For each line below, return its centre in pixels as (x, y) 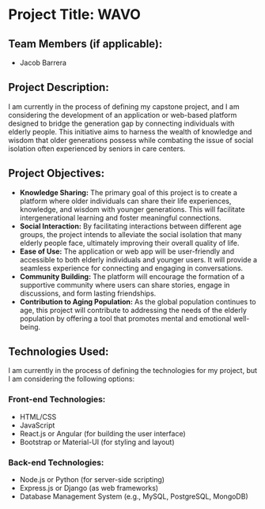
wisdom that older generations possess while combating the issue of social (131, 140)
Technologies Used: (59, 352)
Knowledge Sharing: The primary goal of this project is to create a (128, 192)
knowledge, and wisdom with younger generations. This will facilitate (132, 209)
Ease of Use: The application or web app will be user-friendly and (127, 251)
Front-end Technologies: (57, 399)
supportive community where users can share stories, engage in (125, 285)
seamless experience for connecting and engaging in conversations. (131, 268)
